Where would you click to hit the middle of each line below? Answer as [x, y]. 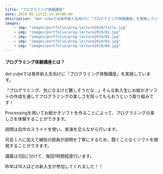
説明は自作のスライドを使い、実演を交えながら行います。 [63, 129]
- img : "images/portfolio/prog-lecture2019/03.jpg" [67, 41]
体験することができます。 [43, 119]
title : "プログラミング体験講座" [35, 10]
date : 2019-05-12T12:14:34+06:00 [39, 14]
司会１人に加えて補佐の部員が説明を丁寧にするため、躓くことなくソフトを [80, 139]
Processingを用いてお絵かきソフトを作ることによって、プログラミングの [78, 113]
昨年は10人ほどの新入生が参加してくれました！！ [54, 166]
